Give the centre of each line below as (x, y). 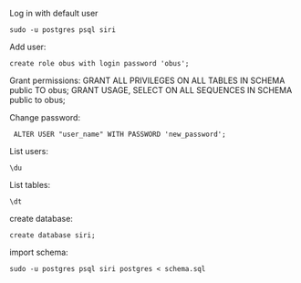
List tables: (30, 185)
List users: (29, 151)
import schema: (39, 252)
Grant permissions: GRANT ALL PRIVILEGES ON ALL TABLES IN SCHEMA (147, 80)
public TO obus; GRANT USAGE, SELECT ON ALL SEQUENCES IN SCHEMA (151, 90)
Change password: (45, 117)
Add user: (28, 47)
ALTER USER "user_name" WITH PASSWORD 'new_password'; (119, 134)
